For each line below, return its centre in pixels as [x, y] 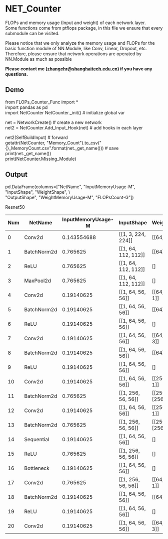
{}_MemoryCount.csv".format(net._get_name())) [54, 148]
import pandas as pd [26, 107]
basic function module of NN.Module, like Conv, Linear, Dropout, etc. [76, 48]
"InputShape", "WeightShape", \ [38, 192]
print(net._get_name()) [28, 153]
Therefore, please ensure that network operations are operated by [73, 54]
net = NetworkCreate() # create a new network [53, 122]
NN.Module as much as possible [38, 59]
